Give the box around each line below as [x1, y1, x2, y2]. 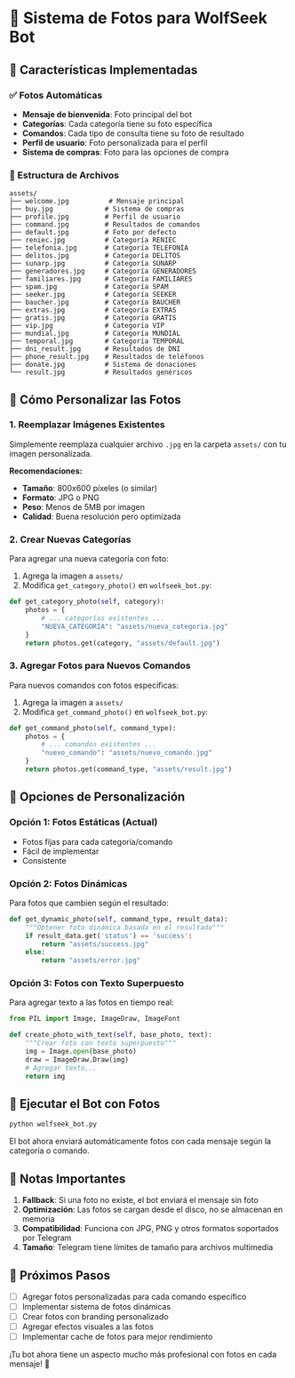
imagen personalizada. [9, 448, 93, 458]
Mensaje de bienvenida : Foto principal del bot [21, 108, 193, 119]
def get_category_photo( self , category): [9, 597, 165, 607]
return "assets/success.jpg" [41, 939, 149, 949]
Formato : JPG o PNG [21, 492, 100, 503]
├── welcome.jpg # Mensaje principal [9, 197, 185, 206]
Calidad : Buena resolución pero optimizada [21, 511, 181, 522]
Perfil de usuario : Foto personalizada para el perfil [21, 137, 208, 147]
